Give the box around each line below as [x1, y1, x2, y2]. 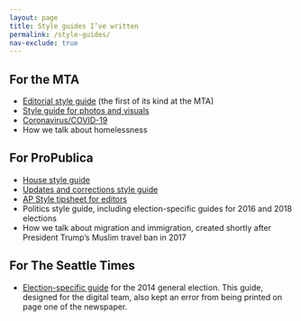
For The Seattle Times [9, 258, 135, 273]
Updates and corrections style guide [22, 184, 159, 195]
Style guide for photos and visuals [22, 105, 150, 116]
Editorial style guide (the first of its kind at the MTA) [22, 96, 214, 106]
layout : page [9, 13, 59, 23]
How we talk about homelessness [22, 124, 148, 135]
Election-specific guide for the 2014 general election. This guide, [22, 281, 264, 293]
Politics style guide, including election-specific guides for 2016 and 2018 [22, 203, 293, 214]
